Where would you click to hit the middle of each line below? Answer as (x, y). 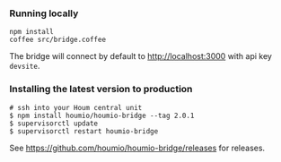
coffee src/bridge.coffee (57, 40)
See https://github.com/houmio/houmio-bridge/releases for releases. (137, 148)
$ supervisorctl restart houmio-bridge (84, 131)
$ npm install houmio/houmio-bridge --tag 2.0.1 (102, 115)
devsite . (25, 66)
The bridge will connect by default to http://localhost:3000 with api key (140, 56)
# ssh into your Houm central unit (76, 107)
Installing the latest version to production (101, 90)
